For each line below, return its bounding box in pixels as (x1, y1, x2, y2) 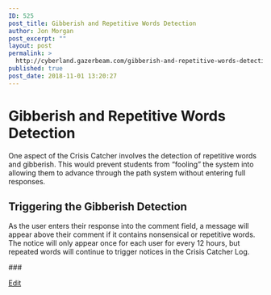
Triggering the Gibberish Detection (8, 200, 188, 213)
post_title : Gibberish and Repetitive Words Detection (8, 19, 197, 27)
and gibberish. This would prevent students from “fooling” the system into (8, 159, 254, 169)
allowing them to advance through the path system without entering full (8, 167, 246, 178)
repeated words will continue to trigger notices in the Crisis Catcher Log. (8, 247, 250, 257)
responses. (8, 176, 46, 186)
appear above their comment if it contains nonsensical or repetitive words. (8, 230, 256, 239)
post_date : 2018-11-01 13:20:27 (8, 72, 117, 80)
